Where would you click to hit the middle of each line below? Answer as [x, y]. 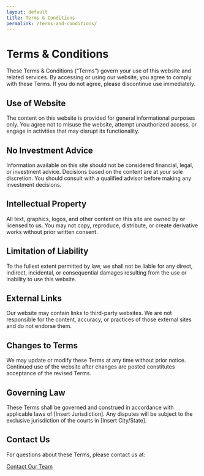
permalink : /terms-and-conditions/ [52, 23]
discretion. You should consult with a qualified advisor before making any [99, 178]
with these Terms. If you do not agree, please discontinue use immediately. [101, 84]
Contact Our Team [30, 466]
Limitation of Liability [47, 252]
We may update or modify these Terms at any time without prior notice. [96, 361]
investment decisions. [34, 184]
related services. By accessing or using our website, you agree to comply [99, 77]
